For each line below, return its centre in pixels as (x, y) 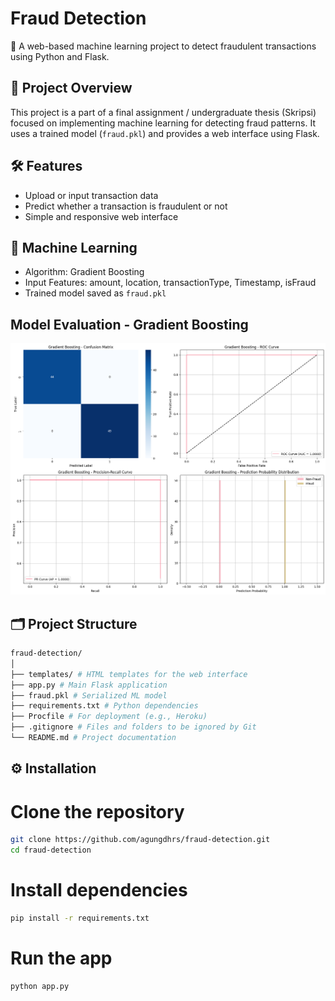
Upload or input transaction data (91, 195)
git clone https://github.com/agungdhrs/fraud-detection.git (140, 840)
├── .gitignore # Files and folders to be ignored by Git (133, 727)
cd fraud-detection (51, 850)
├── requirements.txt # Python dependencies (104, 706)
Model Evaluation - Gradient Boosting (129, 324)
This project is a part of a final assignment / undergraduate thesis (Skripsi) (163, 112)
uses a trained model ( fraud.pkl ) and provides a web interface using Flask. (165, 133)
